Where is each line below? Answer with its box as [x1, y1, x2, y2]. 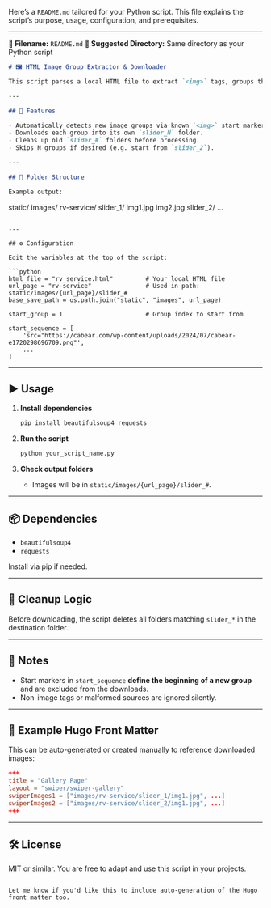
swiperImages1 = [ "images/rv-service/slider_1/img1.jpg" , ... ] [8, 792, 226, 800]
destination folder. [8, 622, 69, 632]
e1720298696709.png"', [8, 338, 85, 346]
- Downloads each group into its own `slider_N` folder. [8, 129, 204, 137]
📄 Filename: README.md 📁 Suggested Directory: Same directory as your [8, 39, 244, 48]
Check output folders [19, 465, 94, 474]
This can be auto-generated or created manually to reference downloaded [8, 745, 256, 755]
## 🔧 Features [8, 107, 56, 115]
